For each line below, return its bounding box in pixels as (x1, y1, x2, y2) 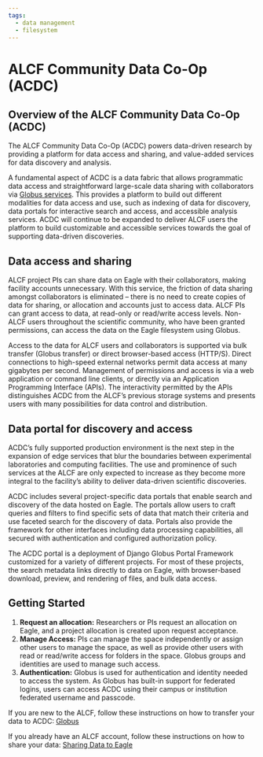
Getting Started (8, 596, 86, 610)
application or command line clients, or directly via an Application (8, 375, 220, 384)
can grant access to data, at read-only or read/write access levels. (8, 308, 224, 319)
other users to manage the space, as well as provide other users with (19, 642, 243, 652)
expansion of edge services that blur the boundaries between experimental (8, 452, 252, 460)
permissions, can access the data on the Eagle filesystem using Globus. (8, 326, 241, 335)
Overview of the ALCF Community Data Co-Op (8, 108, 240, 121)
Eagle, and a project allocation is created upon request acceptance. (19, 626, 239, 635)
